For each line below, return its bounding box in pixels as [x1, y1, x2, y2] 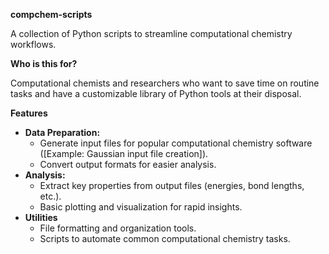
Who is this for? [10, 58, 78, 69]
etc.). [39, 190, 62, 202]
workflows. [10, 39, 57, 50]
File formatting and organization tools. [39, 222, 197, 234]
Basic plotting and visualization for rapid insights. [39, 201, 243, 213]
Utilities [24, 212, 58, 223]
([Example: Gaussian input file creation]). [39, 148, 209, 159]
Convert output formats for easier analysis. [39, 159, 217, 170]
